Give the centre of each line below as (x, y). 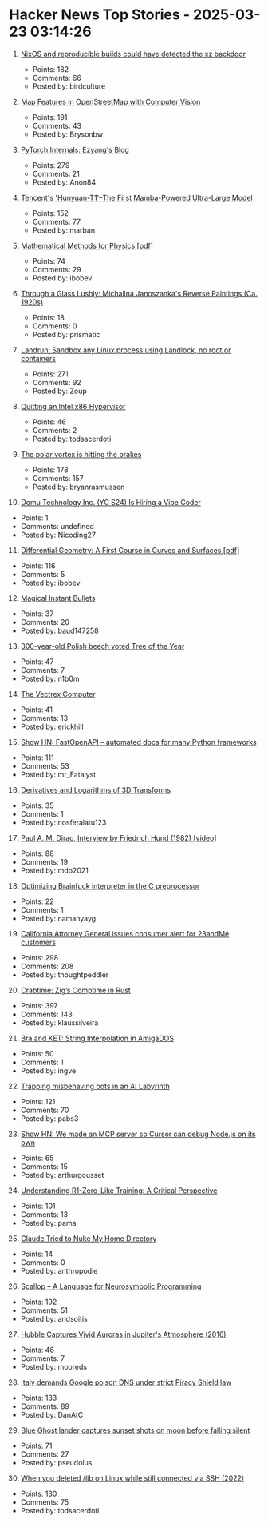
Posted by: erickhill (52, 726)
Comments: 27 (45, 1454)
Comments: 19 (44, 861)
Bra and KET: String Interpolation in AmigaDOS (97, 1038)
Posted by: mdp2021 (54, 870)
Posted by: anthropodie (59, 1270)
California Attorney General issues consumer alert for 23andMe (125, 933)
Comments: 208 (47, 966)
